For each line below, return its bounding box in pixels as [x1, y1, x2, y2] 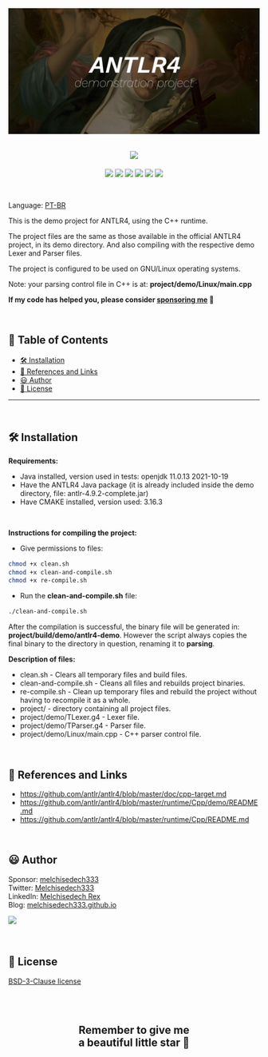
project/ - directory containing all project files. [19, 704, 171, 713]
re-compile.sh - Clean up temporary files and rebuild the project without [19, 687, 258, 697]
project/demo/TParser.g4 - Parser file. [19, 721, 146, 730]
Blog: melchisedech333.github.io [8, 900, 117, 909]
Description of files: [8, 654, 76, 664]
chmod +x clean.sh [8, 559, 69, 568]
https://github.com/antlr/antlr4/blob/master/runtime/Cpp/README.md [19, 814, 250, 824]
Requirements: [8, 455, 58, 466]
